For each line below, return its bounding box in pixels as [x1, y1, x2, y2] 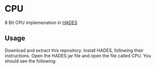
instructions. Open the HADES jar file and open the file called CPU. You [5, 52, 151, 58]
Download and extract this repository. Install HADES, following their [5, 47, 144, 53]
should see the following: [5, 58, 57, 64]
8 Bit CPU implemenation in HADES [5, 19, 78, 25]
